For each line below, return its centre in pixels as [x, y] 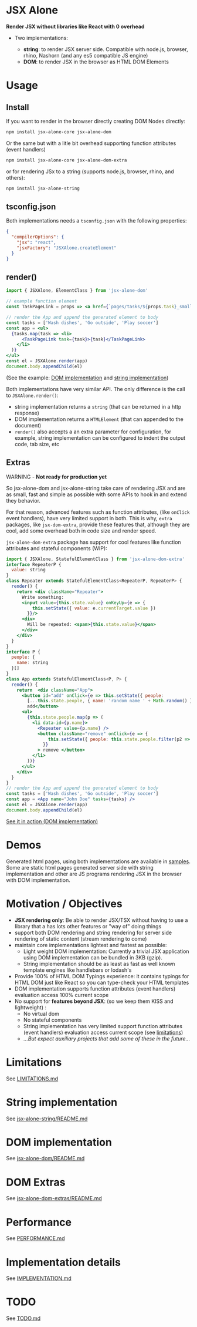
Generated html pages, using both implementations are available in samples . [98, 861]
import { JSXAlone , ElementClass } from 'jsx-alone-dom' [77, 291]
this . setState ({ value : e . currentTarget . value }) [94, 608]
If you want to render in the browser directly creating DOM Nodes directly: [96, 121]
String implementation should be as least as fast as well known [99, 964]
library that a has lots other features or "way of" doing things [88, 926]
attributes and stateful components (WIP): [57, 548]
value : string [28, 570]
